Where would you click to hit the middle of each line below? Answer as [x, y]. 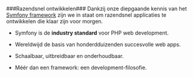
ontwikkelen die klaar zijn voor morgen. [55, 21]
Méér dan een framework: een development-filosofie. [81, 67]
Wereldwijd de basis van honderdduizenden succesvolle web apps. [98, 44]
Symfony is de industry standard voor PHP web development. [92, 33]
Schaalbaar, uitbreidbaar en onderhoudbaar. [69, 56]
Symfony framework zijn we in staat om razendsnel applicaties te [86, 15]
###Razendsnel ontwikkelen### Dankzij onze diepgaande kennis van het [96, 9]
